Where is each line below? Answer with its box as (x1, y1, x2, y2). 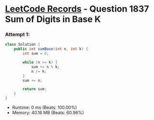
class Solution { (5, 42, 40, 47)
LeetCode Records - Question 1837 (5, 3, 150, 15)
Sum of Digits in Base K (5, 14, 101, 25)
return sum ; (22, 86, 47, 92)
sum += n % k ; (31, 64, 60, 69)
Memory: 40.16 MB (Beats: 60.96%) (12, 110, 84, 116)
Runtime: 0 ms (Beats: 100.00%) (12, 104, 77, 110)
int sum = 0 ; (22, 51, 49, 56)
